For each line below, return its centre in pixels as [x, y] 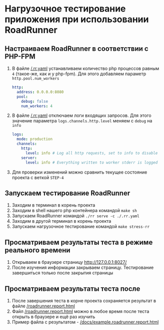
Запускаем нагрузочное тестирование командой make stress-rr [81, 227]
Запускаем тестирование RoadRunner [67, 193]
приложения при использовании [77, 19]
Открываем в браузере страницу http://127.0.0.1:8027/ [69, 262]
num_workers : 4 [37, 106]
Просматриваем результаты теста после [72, 289]
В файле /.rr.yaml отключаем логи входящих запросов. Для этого [81, 115]
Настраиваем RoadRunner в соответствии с [76, 48]
